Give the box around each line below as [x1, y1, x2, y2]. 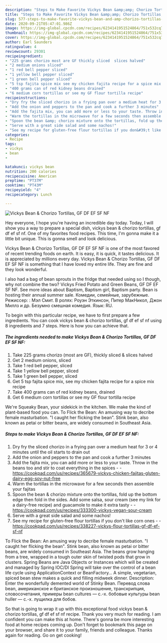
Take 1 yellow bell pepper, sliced [12, 368, 79, 374]
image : [5, 26, 19, 31]
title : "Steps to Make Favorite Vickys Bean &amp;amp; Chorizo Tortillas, [5, 12, 164, 17]
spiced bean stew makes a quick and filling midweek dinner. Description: [5, 575, 155, 581]
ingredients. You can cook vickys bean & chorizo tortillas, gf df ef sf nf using [5, 317, 162, 323]
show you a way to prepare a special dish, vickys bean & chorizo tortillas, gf [5, 225, 161, 231]
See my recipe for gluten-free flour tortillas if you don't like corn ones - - [12, 518, 162, 524]
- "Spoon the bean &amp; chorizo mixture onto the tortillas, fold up [5, 118, 155, 123]
